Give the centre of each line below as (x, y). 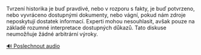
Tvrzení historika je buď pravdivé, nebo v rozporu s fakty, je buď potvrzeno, (100, 9)
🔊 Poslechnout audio (33, 46)
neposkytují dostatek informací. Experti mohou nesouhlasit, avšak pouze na (100, 21)
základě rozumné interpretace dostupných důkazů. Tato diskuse (86, 27)
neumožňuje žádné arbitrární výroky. (52, 34)
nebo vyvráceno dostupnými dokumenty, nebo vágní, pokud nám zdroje (96, 15)
